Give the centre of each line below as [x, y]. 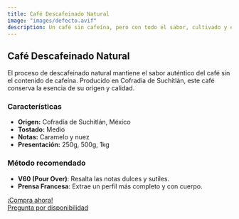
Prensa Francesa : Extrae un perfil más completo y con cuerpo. [110, 186]
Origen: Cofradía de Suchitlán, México [74, 122]
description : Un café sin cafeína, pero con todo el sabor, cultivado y [117, 27]
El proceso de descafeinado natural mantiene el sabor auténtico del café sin [119, 73]
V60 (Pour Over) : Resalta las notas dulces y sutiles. [94, 178]
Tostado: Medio [41, 129]
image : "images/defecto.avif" [52, 21]
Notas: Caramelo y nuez [54, 137]
